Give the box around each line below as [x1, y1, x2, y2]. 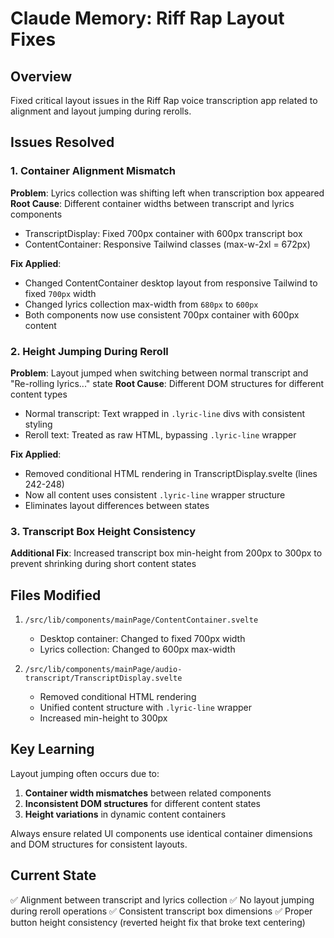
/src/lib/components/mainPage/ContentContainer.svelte [24, 615, 259, 626]
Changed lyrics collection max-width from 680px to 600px [24, 298, 259, 310]
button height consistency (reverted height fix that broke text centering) [10, 916, 306, 928]
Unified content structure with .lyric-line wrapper [39, 702, 252, 714]
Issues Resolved [10, 134, 115, 151]
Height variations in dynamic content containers [24, 808, 227, 820]
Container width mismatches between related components [24, 787, 272, 799]
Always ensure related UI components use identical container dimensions [10, 827, 313, 839]
